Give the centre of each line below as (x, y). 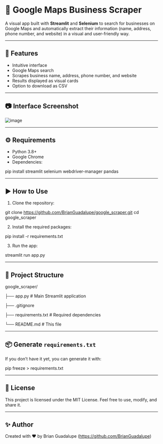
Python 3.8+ (24, 152)
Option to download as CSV (40, 86)
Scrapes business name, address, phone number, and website (74, 75)
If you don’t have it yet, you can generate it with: (53, 359)
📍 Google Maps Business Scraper (73, 10)
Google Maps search (33, 70)
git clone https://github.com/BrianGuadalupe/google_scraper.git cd (72, 213)
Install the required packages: (42, 227)
